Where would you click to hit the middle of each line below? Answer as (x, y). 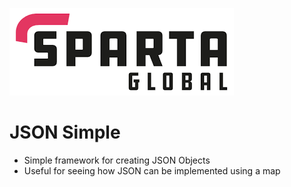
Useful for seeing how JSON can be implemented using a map (152, 170)
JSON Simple (65, 132)
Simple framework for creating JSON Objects (117, 160)
